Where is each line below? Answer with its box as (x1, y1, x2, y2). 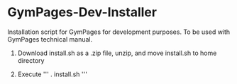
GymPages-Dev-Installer (7, 4, 158, 20)
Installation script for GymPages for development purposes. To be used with (7, 28, 231, 36)
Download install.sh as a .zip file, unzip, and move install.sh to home (17, 49, 217, 57)
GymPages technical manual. (7, 35, 93, 43)
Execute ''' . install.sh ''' (17, 70, 87, 78)
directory (17, 56, 45, 64)
